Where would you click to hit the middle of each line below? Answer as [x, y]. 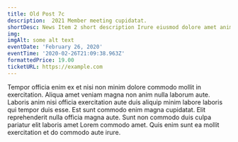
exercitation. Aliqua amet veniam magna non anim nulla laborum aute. [109, 94]
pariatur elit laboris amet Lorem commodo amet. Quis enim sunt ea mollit [113, 124]
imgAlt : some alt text [41, 40]
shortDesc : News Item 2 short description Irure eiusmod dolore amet [112, 27]
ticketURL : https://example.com [55, 67]
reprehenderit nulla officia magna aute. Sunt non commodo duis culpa [109, 117]
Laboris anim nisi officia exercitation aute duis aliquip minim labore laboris [115, 102]
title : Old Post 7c [36, 14]
